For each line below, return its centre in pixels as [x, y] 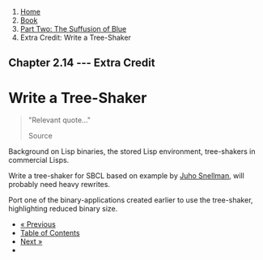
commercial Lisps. [39, 160]
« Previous [38, 224]
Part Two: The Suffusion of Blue [73, 29]
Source [40, 136]
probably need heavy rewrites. [59, 185]
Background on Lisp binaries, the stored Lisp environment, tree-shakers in [132, 151]
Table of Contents [50, 233]
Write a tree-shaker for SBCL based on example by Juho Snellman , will [126, 176]
